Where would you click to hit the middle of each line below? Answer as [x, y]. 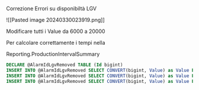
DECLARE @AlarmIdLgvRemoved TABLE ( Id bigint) [65, 65]
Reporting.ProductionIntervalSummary [53, 54]
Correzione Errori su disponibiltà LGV [51, 9]
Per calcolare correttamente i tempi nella [56, 43]
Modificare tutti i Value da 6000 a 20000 [56, 31]
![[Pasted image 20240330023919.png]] [55, 20]
